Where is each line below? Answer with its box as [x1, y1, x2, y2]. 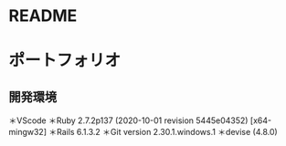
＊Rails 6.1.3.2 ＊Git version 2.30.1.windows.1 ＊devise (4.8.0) [48, 127, 278, 138]
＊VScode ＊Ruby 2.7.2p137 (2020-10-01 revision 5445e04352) [8, 115, 249, 126]
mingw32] [8, 127, 48, 138]
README [8, 5, 78, 26]
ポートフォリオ [8, 50, 122, 71]
